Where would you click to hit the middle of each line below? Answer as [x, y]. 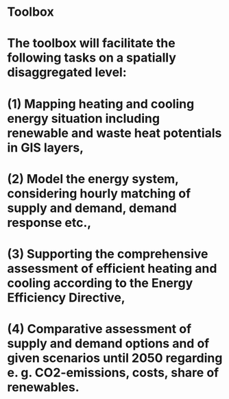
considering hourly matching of [99, 193]
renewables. [44, 387]
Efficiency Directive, [66, 297]
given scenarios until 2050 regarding [115, 358]
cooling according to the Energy [100, 283]
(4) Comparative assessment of [99, 329]
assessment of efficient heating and [112, 268]
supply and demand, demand [92, 208]
